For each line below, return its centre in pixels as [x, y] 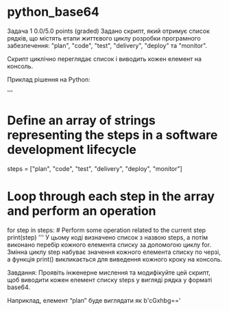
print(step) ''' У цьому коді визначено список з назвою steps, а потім [108, 237]
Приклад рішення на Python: [49, 79]
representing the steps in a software [112, 135]
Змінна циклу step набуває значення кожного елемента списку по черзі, [114, 252]
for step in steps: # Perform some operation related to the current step [107, 230]
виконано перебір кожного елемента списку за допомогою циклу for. [109, 244]
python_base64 [53, 12]
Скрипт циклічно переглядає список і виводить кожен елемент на [105, 58]
